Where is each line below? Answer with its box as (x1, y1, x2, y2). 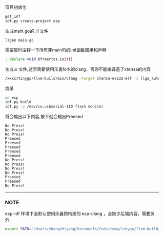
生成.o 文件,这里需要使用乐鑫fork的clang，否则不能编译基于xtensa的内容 (5, 66, 151, 72)
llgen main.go (5, 38, 34, 43)
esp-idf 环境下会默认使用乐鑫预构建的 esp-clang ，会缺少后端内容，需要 (5, 211, 151, 216)
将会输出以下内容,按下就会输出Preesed (5, 114, 83, 120)
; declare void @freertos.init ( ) (5, 57, 73, 62)
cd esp (5, 95, 19, 100)
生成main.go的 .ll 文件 (5, 28, 49, 34)
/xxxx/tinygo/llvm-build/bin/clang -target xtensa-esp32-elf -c (5, 76, 139, 81)
